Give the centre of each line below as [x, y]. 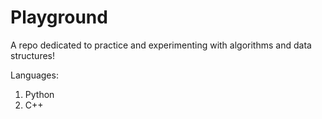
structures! [32, 55]
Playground [59, 17]
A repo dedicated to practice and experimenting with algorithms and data [161, 45]
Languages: [34, 75]
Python [39, 94]
